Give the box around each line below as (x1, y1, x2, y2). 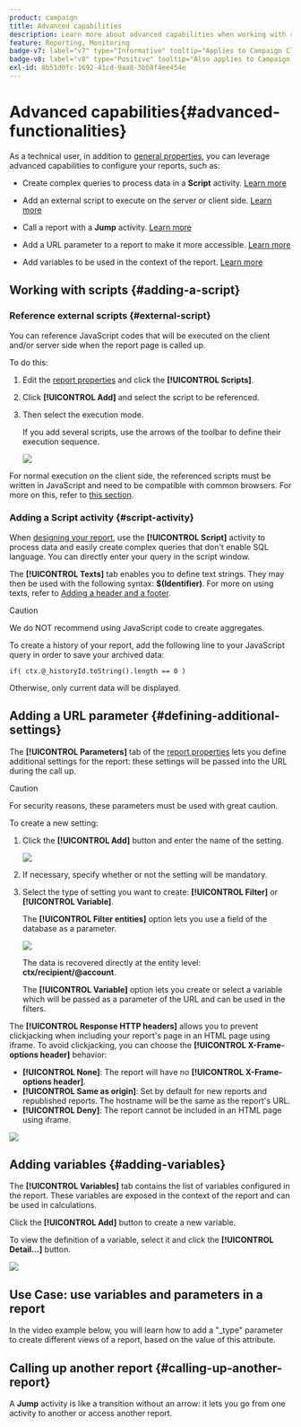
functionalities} (9, 121, 127, 142)
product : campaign (9, 13, 78, 22)
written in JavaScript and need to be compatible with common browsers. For (9, 479, 292, 490)
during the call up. (9, 765, 76, 776)
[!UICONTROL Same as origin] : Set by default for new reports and (21, 1085, 267, 1096)
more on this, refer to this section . (9, 489, 134, 500)
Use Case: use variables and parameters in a (9, 1287, 263, 1302)
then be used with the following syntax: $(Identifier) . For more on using (9, 578, 274, 589)
